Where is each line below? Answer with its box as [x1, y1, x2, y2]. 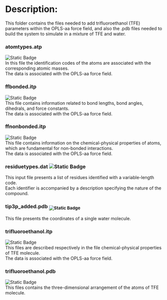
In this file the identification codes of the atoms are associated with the [5, 60, 151, 66]
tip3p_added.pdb [5, 203, 48, 210]
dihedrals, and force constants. [5, 105, 69, 111]
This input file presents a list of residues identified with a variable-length [5, 175, 154, 181]
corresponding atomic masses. [5, 65, 69, 71]
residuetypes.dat [5, 163, 48, 170]
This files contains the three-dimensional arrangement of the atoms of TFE [5, 284, 159, 290]
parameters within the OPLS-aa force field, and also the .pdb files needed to [5, 25, 162, 31]
